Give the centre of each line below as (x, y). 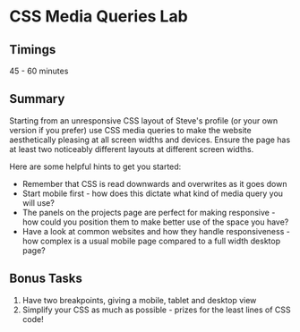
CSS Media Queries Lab (99, 17)
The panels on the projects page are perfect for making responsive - (149, 212)
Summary (37, 99)
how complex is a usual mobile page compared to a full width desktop (151, 241)
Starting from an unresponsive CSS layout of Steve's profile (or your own (144, 120)
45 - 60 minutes (39, 71)
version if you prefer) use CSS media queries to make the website (131, 130)
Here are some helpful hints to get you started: (95, 166)
